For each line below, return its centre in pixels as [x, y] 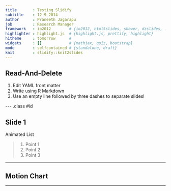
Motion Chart [27, 176]
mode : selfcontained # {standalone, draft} [61, 48]
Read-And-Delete [34, 73]
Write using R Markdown [38, 91]
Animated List [20, 134]
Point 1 [32, 144]
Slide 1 [16, 122]
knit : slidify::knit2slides [44, 52]
